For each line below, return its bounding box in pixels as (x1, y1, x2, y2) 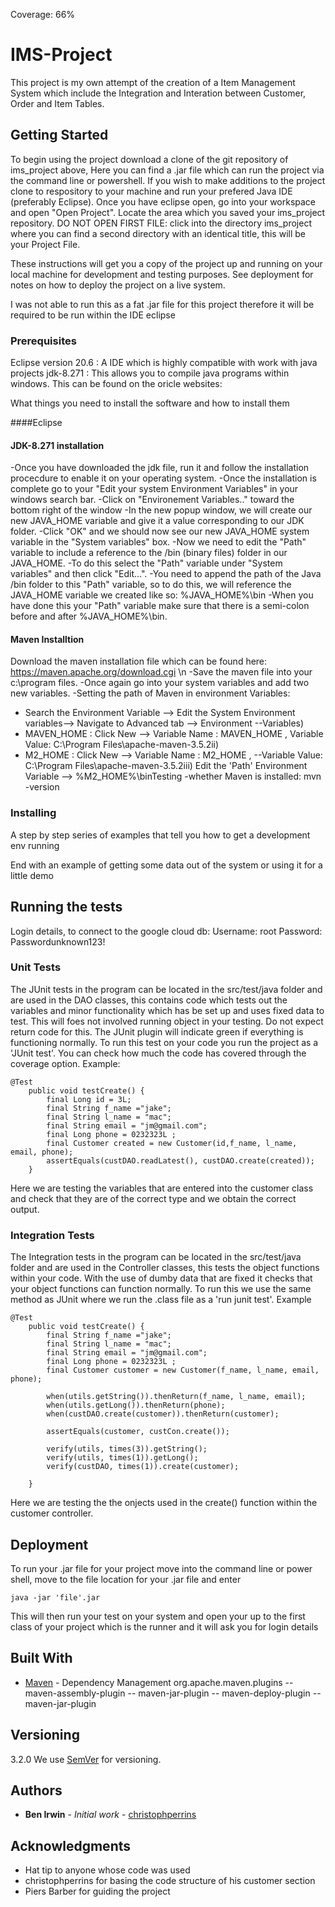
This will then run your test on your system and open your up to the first (10, 1610, 306, 1622)
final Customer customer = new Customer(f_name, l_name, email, (46, 1365, 320, 1376)
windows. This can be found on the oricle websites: (10, 378, 223, 390)
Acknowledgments (10, 1837, 132, 1854)
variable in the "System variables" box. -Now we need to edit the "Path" (10, 536, 307, 548)
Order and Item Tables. (10, 97, 105, 109)
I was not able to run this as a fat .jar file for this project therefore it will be (10, 298, 315, 310)
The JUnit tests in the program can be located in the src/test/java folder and (10, 983, 323, 995)
